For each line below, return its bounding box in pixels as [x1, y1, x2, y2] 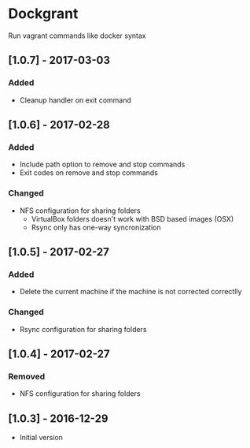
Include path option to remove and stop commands [19, 159, 186, 170]
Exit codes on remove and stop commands [19, 168, 159, 177]
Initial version [19, 433, 63, 442]
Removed [8, 371, 46, 382]
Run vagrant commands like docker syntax [8, 31, 147, 40]
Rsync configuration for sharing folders [19, 324, 147, 334]
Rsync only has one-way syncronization [31, 222, 161, 232]
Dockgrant [8, 5, 79, 23]
